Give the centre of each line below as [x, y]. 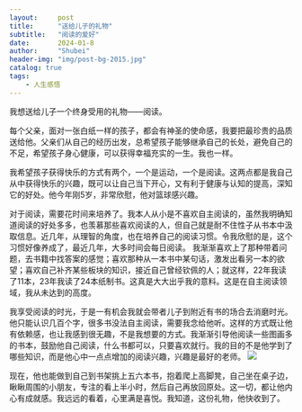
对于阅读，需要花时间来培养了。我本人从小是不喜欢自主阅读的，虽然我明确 [147, 213]
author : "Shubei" [50, 51]
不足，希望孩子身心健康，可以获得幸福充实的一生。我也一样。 [124, 153]
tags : [19, 76]
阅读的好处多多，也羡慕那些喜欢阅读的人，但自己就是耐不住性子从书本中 [151, 225]
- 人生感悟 [43, 85]
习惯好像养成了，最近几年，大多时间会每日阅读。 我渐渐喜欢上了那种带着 [144, 247]
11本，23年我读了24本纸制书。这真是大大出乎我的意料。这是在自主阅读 [148, 281]
